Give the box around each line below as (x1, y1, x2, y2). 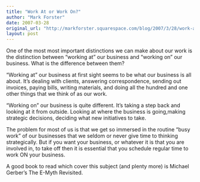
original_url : (6, 25, 42, 32)
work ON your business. (6, 151, 65, 158)
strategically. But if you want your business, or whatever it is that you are (6, 139, 185, 146)
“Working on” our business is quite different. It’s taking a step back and (6, 102, 180, 109)
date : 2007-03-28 (6, 20, 49, 26)
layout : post (6, 31, 39, 37)
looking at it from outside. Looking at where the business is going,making (6, 108, 186, 115)
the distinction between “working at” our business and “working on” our (6, 54, 183, 61)
